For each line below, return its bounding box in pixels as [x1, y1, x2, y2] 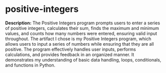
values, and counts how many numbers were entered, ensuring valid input [5, 30, 158, 36]
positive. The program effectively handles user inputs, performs [5, 46, 136, 52]
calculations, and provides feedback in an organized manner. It [5, 51, 135, 58]
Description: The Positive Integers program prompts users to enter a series [5, 20, 161, 26]
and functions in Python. [5, 62, 56, 68]
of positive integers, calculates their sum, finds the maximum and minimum [5, 25, 160, 31]
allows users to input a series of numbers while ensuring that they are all [5, 41, 154, 47]
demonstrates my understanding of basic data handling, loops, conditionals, [5, 57, 162, 63]
